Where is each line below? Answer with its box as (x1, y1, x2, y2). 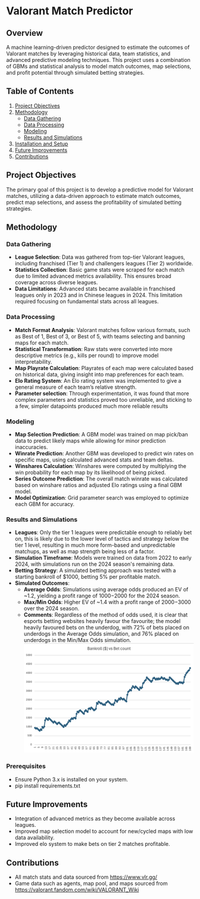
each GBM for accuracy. (14, 500, 75, 507)
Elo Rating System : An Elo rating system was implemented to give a (14, 377, 182, 384)
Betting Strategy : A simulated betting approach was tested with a (14, 567, 176, 574)
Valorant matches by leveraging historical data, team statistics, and (6, 50, 171, 57)
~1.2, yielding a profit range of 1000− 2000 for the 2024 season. (23, 592, 180, 600)
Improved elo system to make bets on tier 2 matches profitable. (14, 841, 171, 848)
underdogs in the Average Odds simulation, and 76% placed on (23, 630, 179, 637)
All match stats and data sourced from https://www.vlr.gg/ (14, 873, 158, 881)
